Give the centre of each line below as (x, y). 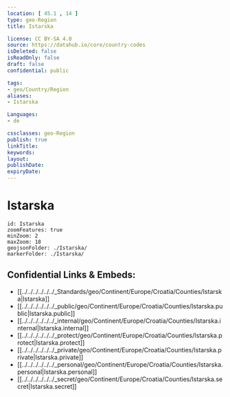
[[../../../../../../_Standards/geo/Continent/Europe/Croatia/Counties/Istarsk (119, 291)
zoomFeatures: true (35, 230)
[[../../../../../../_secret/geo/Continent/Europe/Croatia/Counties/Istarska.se (120, 379)
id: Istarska (26, 224)
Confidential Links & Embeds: (71, 275)
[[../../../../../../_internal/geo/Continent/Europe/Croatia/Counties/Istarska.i (119, 321)
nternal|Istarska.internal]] (53, 328)
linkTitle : (23, 146)
